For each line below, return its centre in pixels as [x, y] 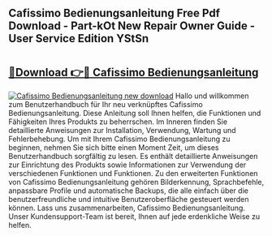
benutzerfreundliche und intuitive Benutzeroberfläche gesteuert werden [129, 199]
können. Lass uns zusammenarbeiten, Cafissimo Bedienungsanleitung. [127, 208]
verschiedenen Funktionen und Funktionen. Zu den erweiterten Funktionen [133, 173]
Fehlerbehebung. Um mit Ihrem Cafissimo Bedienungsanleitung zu [119, 139]
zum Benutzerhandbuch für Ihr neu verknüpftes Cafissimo [106, 104]
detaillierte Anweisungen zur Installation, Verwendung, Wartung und [123, 130]
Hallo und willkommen [212, 96]
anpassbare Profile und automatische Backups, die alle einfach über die [129, 191]
